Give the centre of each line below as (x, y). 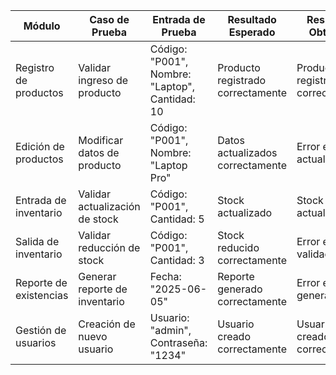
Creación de (107, 324)
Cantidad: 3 (177, 260)
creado (234, 336)
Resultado (252, 19)
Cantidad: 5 (177, 219)
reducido (238, 247)
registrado (242, 80)
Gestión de (41, 330)
